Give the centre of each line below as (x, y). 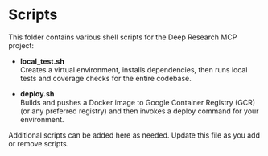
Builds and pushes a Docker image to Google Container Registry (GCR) (138, 102)
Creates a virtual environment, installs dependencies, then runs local (134, 69)
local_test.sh (42, 61)
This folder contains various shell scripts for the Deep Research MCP (123, 37)
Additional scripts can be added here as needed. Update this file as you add (134, 135)
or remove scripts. (39, 143)
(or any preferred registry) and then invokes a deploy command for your (139, 111)
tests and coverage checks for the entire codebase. (105, 78)
